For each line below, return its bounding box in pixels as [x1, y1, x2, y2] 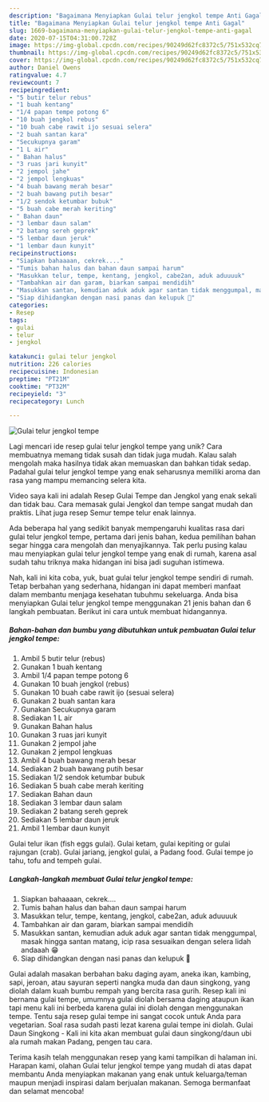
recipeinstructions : [9, 249, 78, 257]
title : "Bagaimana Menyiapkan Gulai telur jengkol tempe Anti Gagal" [9, 19, 246, 27]
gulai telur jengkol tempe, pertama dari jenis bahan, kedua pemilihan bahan [9, 532, 256, 541]
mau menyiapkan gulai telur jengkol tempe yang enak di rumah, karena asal [9, 549, 257, 559]
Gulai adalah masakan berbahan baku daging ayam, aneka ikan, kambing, [9, 969, 251, 979]
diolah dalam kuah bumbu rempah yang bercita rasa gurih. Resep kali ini [9, 986, 247, 996]
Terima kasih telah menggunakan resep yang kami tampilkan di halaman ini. [9, 1052, 258, 1062]
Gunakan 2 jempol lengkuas [20, 747, 113, 757]
